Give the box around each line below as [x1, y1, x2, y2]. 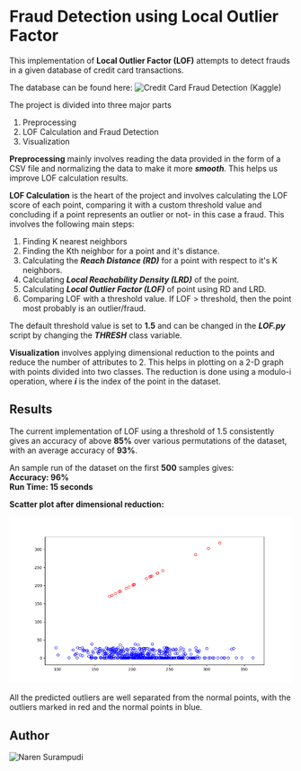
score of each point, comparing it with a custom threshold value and [9, 199, 262, 210]
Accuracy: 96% [9, 472, 69, 483]
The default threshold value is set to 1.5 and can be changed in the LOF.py [9, 320, 286, 331]
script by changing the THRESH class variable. [9, 330, 182, 341]
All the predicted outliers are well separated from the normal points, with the [9, 692, 291, 703]
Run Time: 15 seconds [9, 481, 93, 492]
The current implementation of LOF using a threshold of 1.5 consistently [9, 425, 275, 437]
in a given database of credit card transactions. [9, 65, 184, 75]
